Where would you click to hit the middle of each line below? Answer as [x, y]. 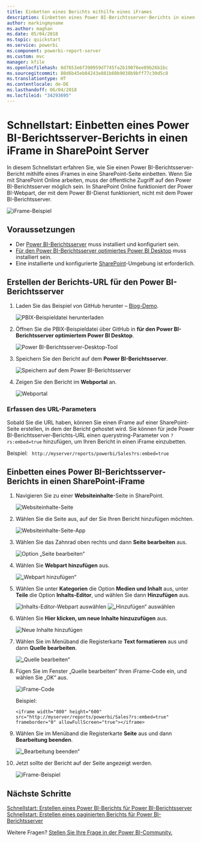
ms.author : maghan [30, 29]
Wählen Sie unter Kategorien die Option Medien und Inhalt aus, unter [102, 589]
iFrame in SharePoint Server [78, 150]
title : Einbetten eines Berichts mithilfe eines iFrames [79, 12]
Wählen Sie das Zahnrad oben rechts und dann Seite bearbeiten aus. [101, 542]
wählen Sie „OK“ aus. [42, 678]
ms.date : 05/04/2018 [33, 34]
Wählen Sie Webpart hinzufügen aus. [62, 565]
